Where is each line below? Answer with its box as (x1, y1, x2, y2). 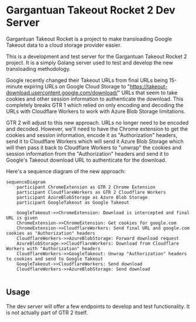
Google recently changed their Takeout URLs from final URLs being (6, 77, 168, 84)
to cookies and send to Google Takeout (6, 256, 104, 262)
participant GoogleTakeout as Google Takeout (16, 200, 130, 205)
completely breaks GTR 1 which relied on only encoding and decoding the (6, 101, 184, 108)
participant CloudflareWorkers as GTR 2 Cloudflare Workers (16, 189, 166, 195)
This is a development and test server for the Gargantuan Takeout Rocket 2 (6, 53, 187, 60)
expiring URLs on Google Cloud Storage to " (23, 83, 130, 90)
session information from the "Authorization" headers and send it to (6, 150, 169, 157)
